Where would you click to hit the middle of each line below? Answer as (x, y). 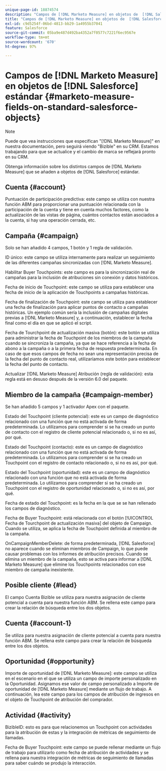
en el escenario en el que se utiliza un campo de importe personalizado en (81, 679)
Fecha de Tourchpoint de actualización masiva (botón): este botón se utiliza (82, 333)
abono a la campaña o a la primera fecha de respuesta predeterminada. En (81, 349)
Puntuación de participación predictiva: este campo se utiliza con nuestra (80, 199)
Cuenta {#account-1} (38, 623)
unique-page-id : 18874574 (32, 10)
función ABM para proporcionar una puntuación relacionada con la (73, 204)
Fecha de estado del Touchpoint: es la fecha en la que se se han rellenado (81, 503)
